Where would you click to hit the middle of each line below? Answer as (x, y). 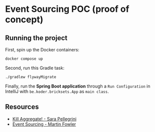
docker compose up (24, 59)
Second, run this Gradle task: (35, 68)
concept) (24, 20)
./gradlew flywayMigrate (31, 77)
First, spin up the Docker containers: (42, 50)
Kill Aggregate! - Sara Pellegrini (44, 119)
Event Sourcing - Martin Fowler (44, 124)
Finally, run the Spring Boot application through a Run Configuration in (78, 86)
